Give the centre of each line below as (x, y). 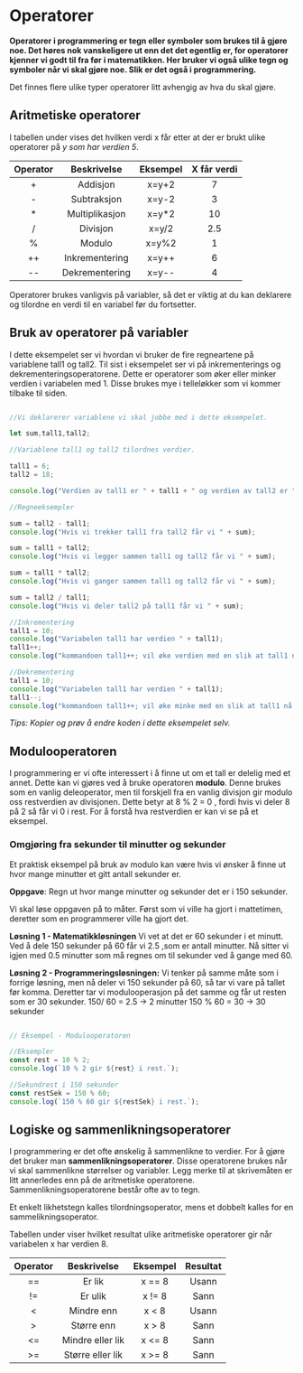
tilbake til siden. (38, 393)
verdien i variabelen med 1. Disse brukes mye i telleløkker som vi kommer (145, 383)
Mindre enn (93, 1311)
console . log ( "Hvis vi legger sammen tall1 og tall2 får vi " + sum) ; (143, 556)
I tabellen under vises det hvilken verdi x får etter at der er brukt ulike (138, 137)
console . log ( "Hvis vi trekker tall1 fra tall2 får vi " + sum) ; (133, 532)
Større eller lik (93, 1355)
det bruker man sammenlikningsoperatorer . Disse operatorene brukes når (148, 1161)
